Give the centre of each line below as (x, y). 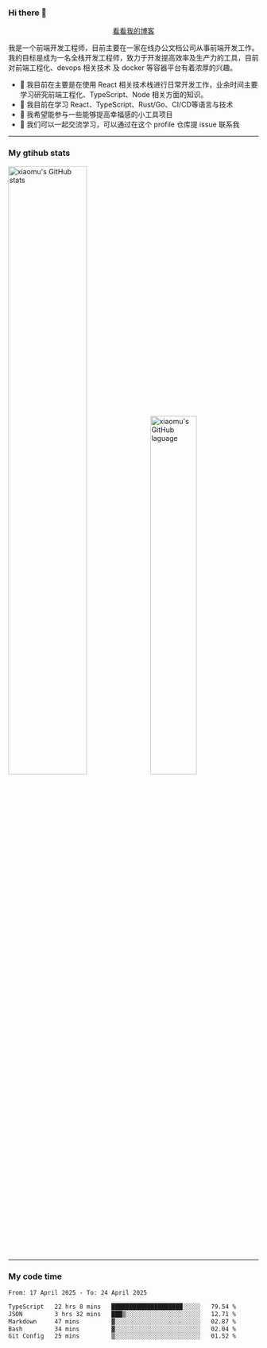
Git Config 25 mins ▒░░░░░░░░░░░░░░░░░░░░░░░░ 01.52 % (122, 1336)
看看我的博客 (133, 31)
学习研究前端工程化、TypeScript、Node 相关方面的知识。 (114, 95)
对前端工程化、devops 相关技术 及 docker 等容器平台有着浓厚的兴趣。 (122, 68)
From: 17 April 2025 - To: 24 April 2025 (78, 1292)
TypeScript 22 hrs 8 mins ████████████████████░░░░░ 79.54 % (122, 1307)
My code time (35, 1276)
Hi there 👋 (28, 13)
